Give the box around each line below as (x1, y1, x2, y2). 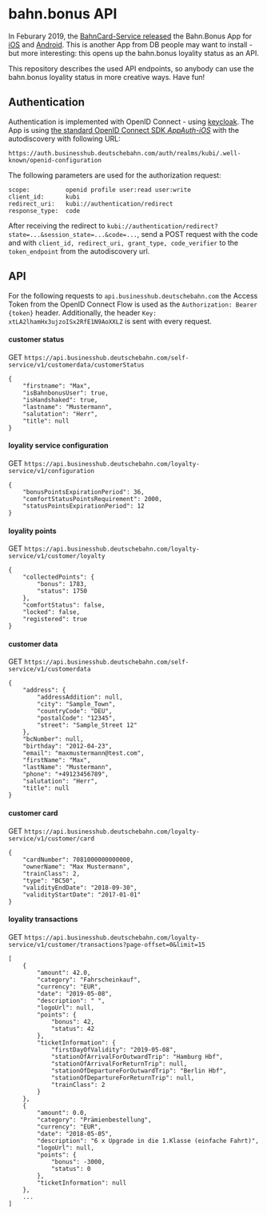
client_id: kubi (8, 193, 81, 201)
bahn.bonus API (8, 5, 118, 23)
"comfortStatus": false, (22, 601, 106, 609)
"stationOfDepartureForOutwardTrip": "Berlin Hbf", (50, 1066, 227, 1075)
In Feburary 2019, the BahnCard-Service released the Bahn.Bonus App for (8, 31, 253, 41)
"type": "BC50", (22, 876, 78, 884)
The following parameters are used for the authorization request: (8, 170, 221, 180)
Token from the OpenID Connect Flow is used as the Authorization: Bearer (8, 299, 257, 309)
